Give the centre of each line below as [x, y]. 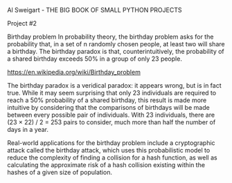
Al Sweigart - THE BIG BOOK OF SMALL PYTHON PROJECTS [95, 10]
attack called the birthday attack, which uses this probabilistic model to [109, 150]
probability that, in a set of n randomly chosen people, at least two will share [116, 44]
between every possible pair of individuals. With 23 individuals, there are [111, 115]
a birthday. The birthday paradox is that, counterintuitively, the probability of [116, 51]
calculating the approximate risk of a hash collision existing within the [106, 165]
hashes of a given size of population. [60, 172]
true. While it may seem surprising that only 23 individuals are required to [112, 93]
